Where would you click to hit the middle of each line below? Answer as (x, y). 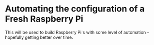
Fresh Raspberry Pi (44, 19)
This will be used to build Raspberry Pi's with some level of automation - (77, 32)
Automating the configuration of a (75, 9)
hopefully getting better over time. (39, 37)
